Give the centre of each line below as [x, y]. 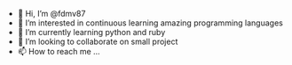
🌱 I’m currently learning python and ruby [91, 32]
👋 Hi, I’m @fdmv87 [51, 14]
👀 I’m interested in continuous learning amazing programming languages [150, 23]
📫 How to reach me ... [59, 51]
